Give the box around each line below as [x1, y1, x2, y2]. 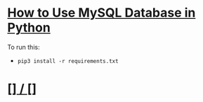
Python [7, 20, 51, 36]
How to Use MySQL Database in [7, 5, 196, 21]
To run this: [7, 43, 40, 51]
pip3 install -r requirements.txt [17, 57, 119, 64]
